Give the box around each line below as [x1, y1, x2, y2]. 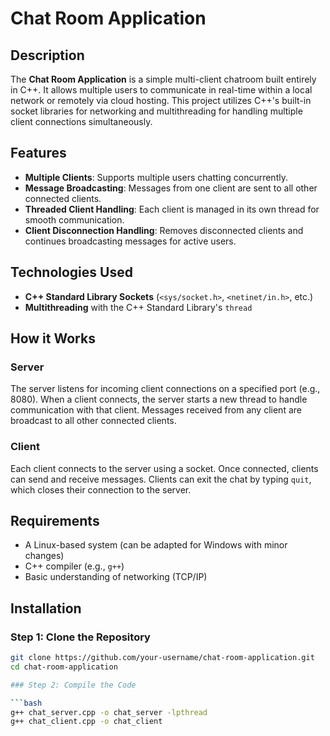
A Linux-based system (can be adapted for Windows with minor [24, 539, 288, 551]
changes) [24, 550, 65, 562]
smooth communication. [24, 213, 125, 226]
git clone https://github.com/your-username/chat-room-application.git [10, 653, 315, 663]
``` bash [10, 698, 43, 708]
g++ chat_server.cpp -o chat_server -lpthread [10, 707, 208, 717]
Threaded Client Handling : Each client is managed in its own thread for [24, 203, 320, 215]
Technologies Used [10, 264, 133, 281]
